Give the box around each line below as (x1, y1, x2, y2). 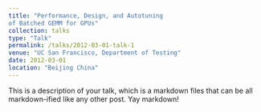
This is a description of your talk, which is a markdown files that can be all (8, 86, 253, 95)
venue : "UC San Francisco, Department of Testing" (8, 49, 181, 57)
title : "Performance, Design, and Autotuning (8, 11, 163, 20)
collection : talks (8, 26, 70, 34)
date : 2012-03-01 (8, 57, 67, 65)
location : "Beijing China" (8, 64, 99, 72)
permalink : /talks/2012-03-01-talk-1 (8, 42, 135, 50)
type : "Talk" (8, 34, 52, 42)
